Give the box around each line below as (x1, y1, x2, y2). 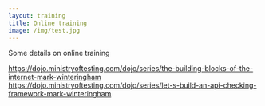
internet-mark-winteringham (8, 73, 101, 82)
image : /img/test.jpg (8, 26, 81, 34)
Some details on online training (8, 49, 110, 58)
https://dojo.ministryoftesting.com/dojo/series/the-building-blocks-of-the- (8, 64, 254, 73)
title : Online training (8, 19, 88, 27)
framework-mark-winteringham (8, 89, 112, 99)
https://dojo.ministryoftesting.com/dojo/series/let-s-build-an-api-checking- (8, 80, 257, 90)
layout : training (8, 11, 66, 20)
